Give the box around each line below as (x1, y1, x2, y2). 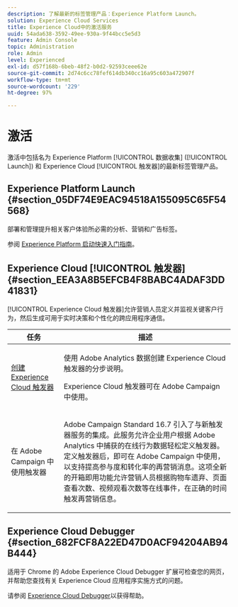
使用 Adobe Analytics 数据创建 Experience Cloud (63, 353, 226, 363)
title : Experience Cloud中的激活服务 (7, 23, 113, 30)
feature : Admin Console (7, 37, 78, 44)
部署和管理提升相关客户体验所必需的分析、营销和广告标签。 (7, 225, 181, 233)
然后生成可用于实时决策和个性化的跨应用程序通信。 (19, 313, 169, 322)
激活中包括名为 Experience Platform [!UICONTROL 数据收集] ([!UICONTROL (7, 153, 228, 161)
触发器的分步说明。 (63, 363, 128, 373)
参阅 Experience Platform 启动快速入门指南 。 (7, 239, 139, 248)
